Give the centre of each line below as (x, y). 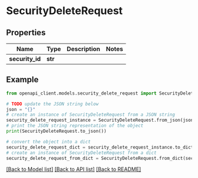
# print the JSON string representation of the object (75, 126)
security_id (25, 59)
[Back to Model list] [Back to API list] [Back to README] (74, 169)
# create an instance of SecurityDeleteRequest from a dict (82, 153)
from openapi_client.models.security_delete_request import (82, 93)
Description (84, 49)
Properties (26, 33)
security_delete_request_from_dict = (52, 158)
